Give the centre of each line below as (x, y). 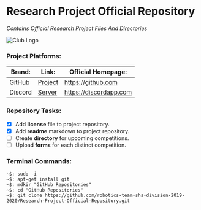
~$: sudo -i (21, 174)
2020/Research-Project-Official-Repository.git (68, 201)
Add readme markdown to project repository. (72, 131)
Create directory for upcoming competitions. (72, 138)
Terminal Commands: (39, 161)
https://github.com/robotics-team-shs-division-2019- (115, 196)
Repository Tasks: (34, 111)
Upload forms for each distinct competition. (71, 145)
